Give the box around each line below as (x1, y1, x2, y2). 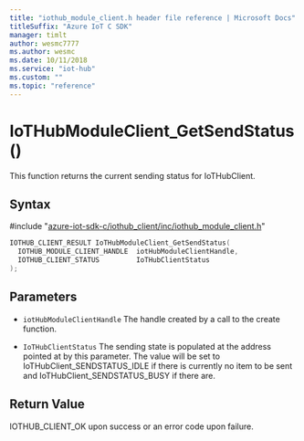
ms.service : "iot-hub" (9, 65, 96, 74)
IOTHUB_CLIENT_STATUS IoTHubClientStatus (17, 256, 210, 265)
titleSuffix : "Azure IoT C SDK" (9, 22, 132, 31)
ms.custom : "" (9, 73, 64, 82)
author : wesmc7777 (9, 38, 79, 48)
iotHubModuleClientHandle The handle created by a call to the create (22, 313, 280, 324)
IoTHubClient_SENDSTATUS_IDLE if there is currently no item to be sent (22, 360, 293, 371)
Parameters (9, 289, 78, 305)
